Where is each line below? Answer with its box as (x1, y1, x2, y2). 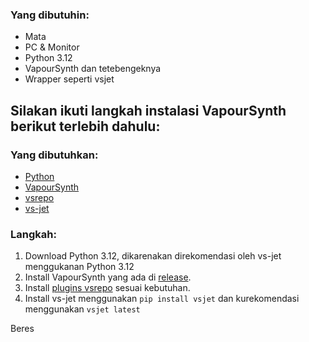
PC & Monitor (24, 41, 80, 53)
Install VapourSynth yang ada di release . (24, 271, 192, 283)
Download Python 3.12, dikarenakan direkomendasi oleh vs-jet (24, 250, 282, 262)
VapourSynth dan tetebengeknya (24, 63, 162, 75)
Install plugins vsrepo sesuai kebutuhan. (24, 282, 191, 294)
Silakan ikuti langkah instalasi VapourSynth (10, 102, 287, 119)
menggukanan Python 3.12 (24, 261, 135, 273)
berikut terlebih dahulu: (10, 118, 161, 135)
